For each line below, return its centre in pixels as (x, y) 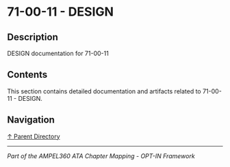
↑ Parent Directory (34, 136)
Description (33, 37)
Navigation (31, 120)
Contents (27, 75)
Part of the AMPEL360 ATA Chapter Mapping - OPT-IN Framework (101, 156)
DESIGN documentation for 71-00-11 (58, 53)
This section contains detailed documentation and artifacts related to (104, 91)
